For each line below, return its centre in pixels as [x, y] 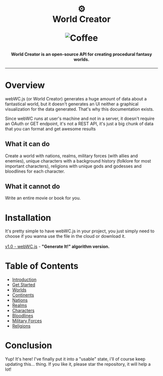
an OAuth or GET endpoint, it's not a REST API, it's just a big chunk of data [79, 123]
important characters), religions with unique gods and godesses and [73, 166]
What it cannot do [33, 186]
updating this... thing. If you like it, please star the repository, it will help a [78, 364]
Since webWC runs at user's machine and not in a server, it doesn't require [80, 118]
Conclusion [29, 346]
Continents [23, 295]
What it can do [27, 144]
